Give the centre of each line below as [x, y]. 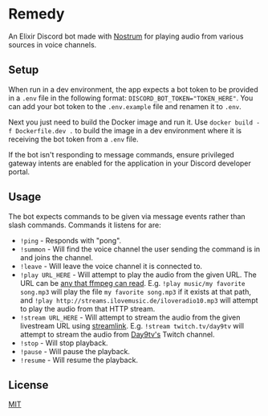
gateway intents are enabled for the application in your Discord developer [130, 163]
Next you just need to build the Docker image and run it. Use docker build [131, 122]
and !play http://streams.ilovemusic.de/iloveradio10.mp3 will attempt [139, 300]
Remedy [37, 14]
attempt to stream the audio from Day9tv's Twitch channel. [117, 334]
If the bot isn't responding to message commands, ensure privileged [121, 154]
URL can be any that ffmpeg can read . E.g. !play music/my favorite [132, 283]
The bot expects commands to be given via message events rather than [127, 216]
